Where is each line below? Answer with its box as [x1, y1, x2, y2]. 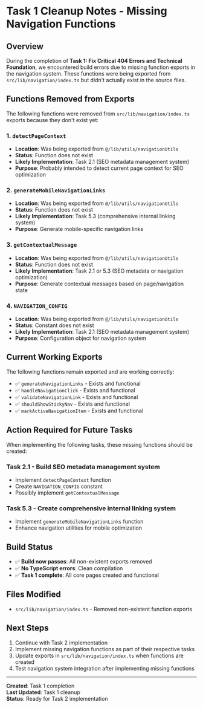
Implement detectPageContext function [14, 476, 112, 483]
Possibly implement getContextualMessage [14, 489, 120, 496]
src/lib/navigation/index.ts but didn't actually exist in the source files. [6, 77, 186, 83]
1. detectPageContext [6, 131, 66, 140]
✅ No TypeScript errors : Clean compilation [14, 565, 123, 572]
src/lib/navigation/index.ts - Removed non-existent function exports [14, 605, 193, 612]
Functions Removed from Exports [6, 94, 135, 104]
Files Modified [6, 589, 62, 600]
